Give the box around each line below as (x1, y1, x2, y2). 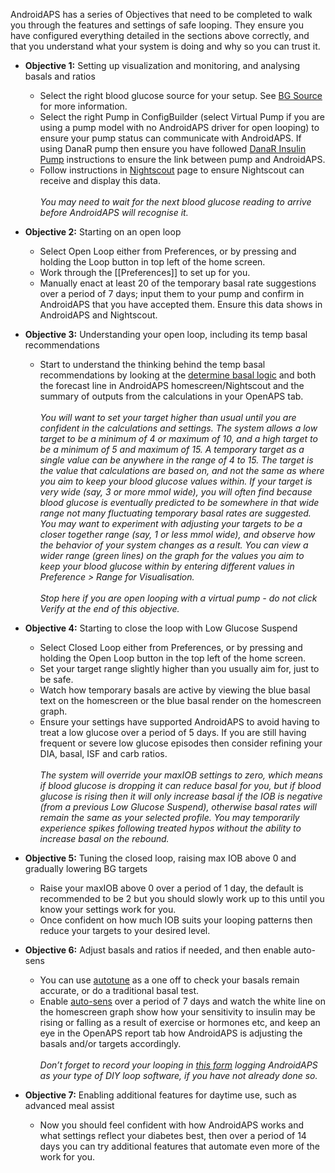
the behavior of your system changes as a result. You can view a (39, 539, 309, 551)
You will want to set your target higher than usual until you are (39, 412, 297, 423)
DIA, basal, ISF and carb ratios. (39, 748, 168, 759)
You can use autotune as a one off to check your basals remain (39, 974, 300, 986)
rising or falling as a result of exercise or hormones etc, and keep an (39, 1017, 321, 1028)
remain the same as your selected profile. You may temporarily (39, 812, 300, 823)
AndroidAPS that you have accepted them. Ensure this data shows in (39, 299, 323, 310)
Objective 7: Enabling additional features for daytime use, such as (24, 1089, 297, 1101)
